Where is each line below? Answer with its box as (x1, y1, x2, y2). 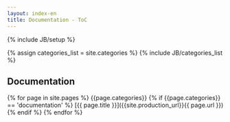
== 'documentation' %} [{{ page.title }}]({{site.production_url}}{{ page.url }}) (7, 101, 224, 110)
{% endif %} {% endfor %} (7, 108, 83, 117)
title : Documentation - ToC (7, 16, 88, 23)
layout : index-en (7, 10, 57, 17)
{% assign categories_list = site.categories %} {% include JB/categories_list (7, 49, 223, 57)
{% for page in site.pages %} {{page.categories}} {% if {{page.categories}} (7, 94, 221, 102)
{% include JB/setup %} (7, 35, 76, 43)
